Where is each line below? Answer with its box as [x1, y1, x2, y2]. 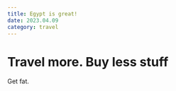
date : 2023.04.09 [7, 17, 59, 24]
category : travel [7, 23, 59, 30]
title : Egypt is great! [7, 10, 78, 18]
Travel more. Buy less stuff [7, 54, 169, 70]
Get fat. [7, 77, 30, 85]
